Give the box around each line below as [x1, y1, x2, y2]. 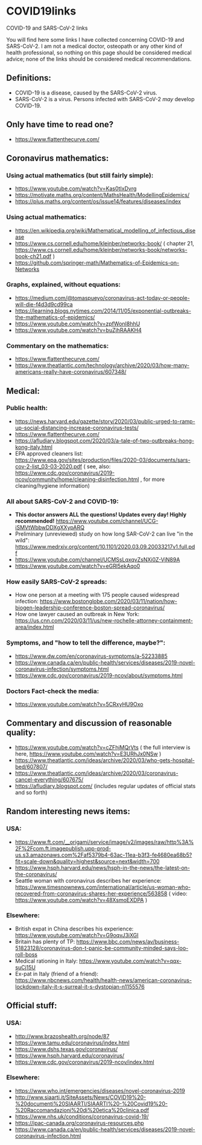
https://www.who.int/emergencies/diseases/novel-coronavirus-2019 [14, 1087, 185, 1094]
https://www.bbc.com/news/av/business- [76, 938, 180, 945]
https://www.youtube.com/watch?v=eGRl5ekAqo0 [14, 562, 140, 570]
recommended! [14, 517, 55, 525]
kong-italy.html [14, 443, 53, 451]
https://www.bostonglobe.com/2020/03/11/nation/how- [40, 598, 178, 605]
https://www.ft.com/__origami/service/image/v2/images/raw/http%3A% [14, 838, 194, 846]
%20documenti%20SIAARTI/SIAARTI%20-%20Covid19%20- [14, 1100, 168, 1107]
